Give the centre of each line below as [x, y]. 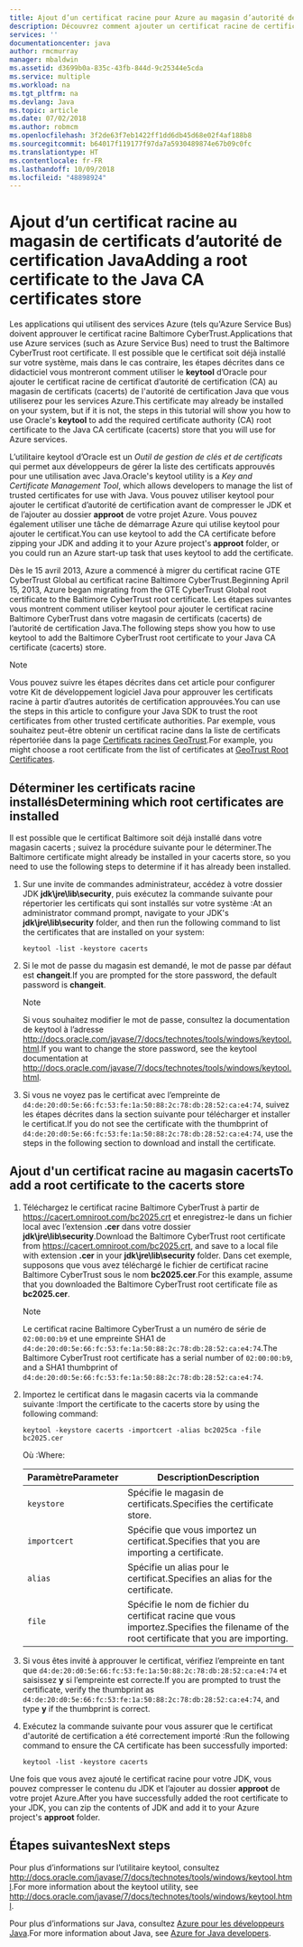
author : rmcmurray [44, 52]
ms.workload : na [40, 85]
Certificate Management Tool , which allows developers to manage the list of [151, 486]
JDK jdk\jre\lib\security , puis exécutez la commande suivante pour [147, 893]
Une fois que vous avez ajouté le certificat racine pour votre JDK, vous [141, 1779]
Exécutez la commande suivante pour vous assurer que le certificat [147, 1726]
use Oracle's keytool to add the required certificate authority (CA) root [141, 421]
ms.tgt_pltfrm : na [44, 93]
